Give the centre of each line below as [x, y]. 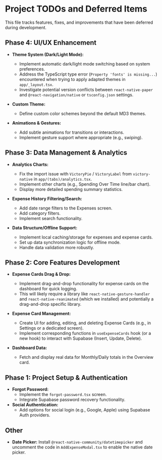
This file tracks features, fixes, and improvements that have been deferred [79, 22]
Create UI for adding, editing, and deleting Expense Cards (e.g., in [85, 323]
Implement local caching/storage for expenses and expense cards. [86, 237]
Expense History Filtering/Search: [47, 198]
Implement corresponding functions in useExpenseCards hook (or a [85, 333]
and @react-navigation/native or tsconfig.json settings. [76, 95]
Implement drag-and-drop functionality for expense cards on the [84, 284]
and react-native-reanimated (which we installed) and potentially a [86, 299]
